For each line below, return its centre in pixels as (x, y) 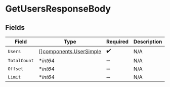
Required (117, 42)
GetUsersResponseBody (58, 9)
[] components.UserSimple (70, 51)
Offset (16, 69)
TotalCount (21, 60)
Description (148, 42)
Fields (15, 28)
